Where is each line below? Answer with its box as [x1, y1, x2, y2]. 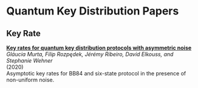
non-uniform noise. [6, 77, 55, 83]
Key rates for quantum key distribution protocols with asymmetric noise [6, 44, 192, 51]
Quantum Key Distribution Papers [6, 4, 179, 18]
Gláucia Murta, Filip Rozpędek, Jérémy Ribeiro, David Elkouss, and [6, 51, 174, 58]
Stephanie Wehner [6, 57, 53, 64]
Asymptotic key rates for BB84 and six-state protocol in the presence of [6, 70, 186, 77]
